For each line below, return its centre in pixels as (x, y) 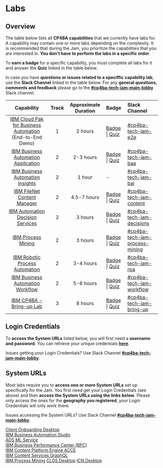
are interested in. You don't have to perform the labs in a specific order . (78, 53)
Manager (27, 203)
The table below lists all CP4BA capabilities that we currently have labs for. (81, 38)
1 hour (85, 177)
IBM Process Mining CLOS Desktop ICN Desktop (54, 460)
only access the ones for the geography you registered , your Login (73, 400)
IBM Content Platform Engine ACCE (41, 450)
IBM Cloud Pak (27, 119)
